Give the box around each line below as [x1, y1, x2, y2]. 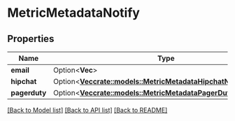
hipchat [10, 77, 37, 86]
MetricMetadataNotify [7, 5, 140, 21]
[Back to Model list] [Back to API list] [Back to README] [7, 106, 168, 114]
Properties [7, 33, 55, 45]
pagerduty [10, 88, 47, 97]
